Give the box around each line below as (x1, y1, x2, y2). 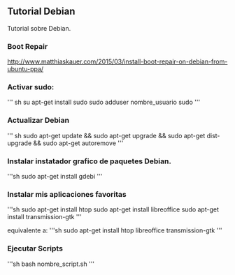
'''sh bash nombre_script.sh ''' (7, 260, 95, 268)
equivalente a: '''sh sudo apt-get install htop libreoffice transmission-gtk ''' (7, 226, 222, 235)
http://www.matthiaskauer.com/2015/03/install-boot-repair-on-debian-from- (7, 57, 228, 66)
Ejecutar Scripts (7, 244, 63, 253)
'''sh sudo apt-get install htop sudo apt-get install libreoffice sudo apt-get (7, 205, 219, 214)
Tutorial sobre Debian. (7, 24, 71, 32)
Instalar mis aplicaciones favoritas (7, 189, 127, 199)
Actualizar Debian (7, 115, 70, 125)
